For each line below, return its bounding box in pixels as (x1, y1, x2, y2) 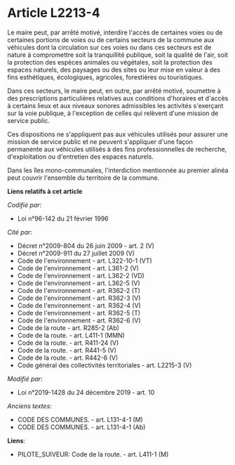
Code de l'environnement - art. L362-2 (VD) (17, 271, 145, 280)
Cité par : (7, 228, 33, 236)
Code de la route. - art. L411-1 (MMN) (17, 331, 125, 339)
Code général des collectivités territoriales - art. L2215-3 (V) (17, 360, 192, 369)
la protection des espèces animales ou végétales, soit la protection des (7, 58, 213, 66)
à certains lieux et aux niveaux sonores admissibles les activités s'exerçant (7, 101, 224, 110)
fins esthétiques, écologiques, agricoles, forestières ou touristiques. (7, 72, 204, 81)
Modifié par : (7, 374, 43, 383)
